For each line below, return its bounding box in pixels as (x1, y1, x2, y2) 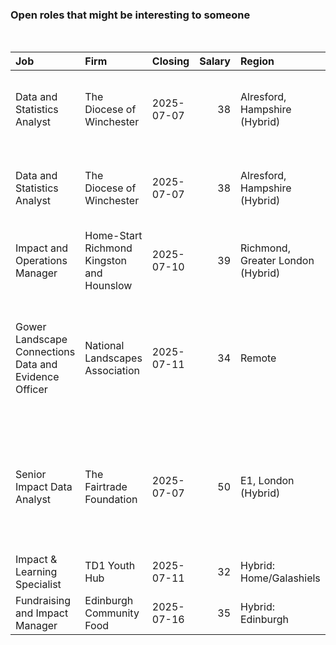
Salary (199, 54, 231, 68)
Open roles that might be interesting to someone (10, 8, 251, 22)
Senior (15, 468, 47, 482)
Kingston (84, 254, 127, 268)
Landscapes (84, 351, 143, 365)
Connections (15, 345, 76, 359)
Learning (15, 565, 58, 579)
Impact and (15, 241, 69, 255)
